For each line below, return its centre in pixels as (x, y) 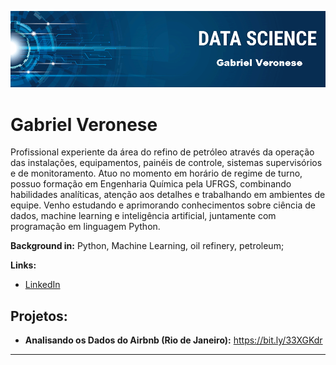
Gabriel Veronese (84, 124)
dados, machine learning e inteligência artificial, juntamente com (143, 216)
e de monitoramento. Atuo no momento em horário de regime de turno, (156, 173)
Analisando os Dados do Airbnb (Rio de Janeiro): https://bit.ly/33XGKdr (173, 340)
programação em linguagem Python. (85, 227)
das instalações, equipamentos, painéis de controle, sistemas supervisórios (166, 163)
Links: (23, 265)
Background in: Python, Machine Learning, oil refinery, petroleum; (147, 246)
